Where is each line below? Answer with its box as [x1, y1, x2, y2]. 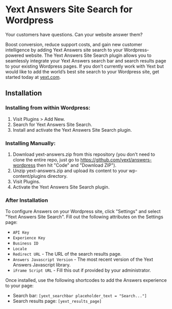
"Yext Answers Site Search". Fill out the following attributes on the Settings [5, 214, 163, 220]
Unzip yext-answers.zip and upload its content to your [12, 168, 128, 174]
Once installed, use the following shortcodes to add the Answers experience [5, 277, 167, 283]
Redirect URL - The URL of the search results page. [12, 251, 122, 257]
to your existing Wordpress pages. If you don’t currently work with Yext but [5, 63, 164, 69]
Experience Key [12, 236, 46, 241]
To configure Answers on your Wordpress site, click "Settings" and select [5, 209, 161, 215]
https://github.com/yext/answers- [80, 156, 152, 162]
